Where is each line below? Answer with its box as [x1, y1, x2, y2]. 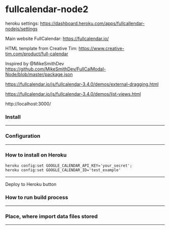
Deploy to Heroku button [5, 181, 57, 187]
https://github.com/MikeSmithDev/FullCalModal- [5, 66, 106, 72]
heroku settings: [5, 20, 39, 26]
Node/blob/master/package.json [5, 71, 73, 77]
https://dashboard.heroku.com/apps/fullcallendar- [40, 20, 145, 26]
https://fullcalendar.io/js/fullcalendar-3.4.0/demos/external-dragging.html [5, 81, 159, 87]
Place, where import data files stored [5, 213, 98, 220]
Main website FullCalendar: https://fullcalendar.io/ [5, 35, 109, 42]
